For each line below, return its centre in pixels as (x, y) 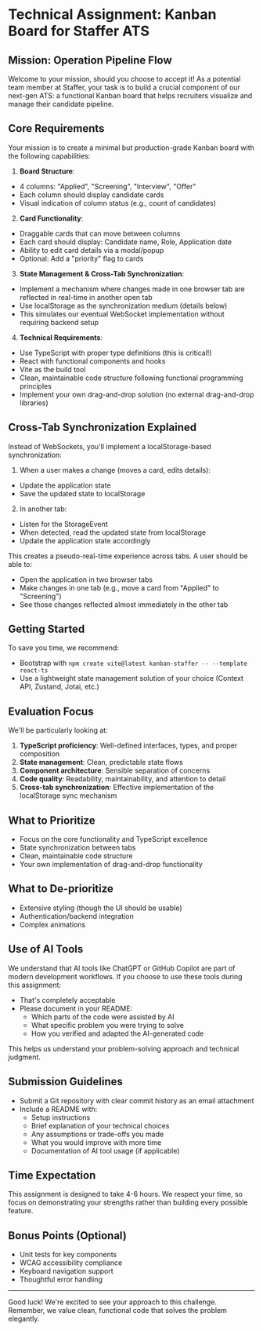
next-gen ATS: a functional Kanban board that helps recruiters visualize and (130, 95)
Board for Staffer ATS (79, 31)
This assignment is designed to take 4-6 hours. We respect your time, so (125, 1194)
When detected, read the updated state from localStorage (112, 532)
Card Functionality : (51, 218)
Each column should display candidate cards (92, 195)
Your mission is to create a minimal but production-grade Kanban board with (131, 148)
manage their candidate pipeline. (61, 104)
